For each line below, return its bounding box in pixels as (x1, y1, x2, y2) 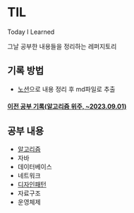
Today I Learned (7, 28, 55, 36)
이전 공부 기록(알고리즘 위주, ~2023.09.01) (7, 102, 127, 111)
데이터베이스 (17, 163, 53, 171)
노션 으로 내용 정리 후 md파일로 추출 (17, 85, 116, 93)
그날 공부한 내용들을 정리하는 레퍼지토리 (7, 42, 117, 50)
